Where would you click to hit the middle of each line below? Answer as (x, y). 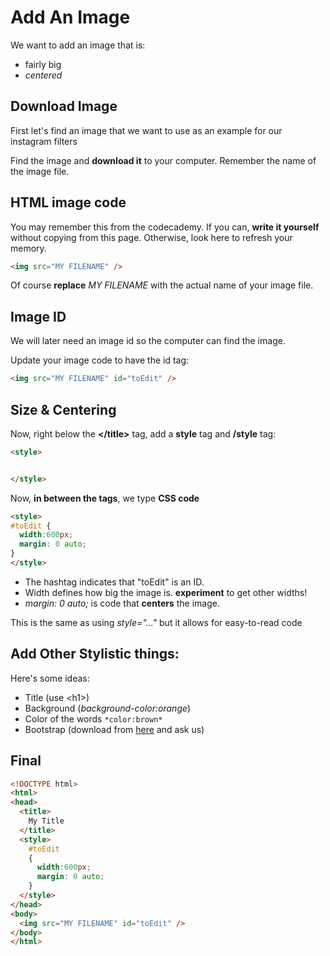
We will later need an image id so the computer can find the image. (148, 341)
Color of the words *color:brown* (93, 718)
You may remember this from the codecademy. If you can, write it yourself (165, 227)
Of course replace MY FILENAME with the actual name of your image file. (162, 285)
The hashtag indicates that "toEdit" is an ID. (114, 582)
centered (43, 75)
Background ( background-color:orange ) (108, 708)
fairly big (43, 64)
